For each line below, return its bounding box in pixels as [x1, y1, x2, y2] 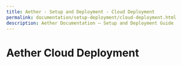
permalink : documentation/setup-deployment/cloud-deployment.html [6, 14, 177, 20]
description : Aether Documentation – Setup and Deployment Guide [6, 20, 174, 26]
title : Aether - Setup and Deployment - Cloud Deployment [6, 8, 155, 15]
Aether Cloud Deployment [6, 46, 140, 60]
